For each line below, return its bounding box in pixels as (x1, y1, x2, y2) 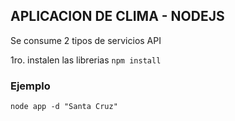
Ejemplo (10, 79, 51, 93)
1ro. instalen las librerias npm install (10, 54, 162, 66)
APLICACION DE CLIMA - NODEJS (10, 8, 225, 25)
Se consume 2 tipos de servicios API (10, 34, 162, 46)
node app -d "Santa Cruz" (10, 102, 118, 112)
